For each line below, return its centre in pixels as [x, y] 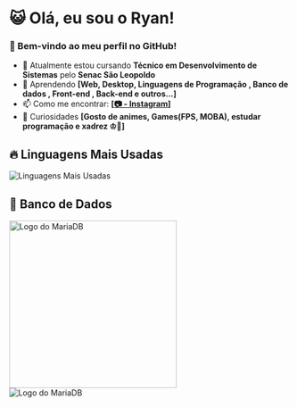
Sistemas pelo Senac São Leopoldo [89, 75]
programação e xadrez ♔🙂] [73, 126]
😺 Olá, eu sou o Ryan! [92, 18]
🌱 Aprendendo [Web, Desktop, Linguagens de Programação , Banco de [155, 85]
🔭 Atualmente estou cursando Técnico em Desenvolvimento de [140, 65]
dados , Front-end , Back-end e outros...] [99, 94]
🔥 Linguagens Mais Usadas [86, 154]
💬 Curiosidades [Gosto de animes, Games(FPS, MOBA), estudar [141, 117]
